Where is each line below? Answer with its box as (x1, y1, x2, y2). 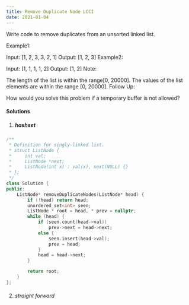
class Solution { (6, 180, 49, 187)
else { (37, 230, 55, 236)
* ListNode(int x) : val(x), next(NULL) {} (8, 164, 129, 170)
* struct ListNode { (8, 147, 60, 153)
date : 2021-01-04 (6, 14, 49, 20)
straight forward (14, 292, 55, 300)
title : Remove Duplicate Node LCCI (6, 8, 94, 15)
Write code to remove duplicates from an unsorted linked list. (6, 30, 155, 37)
